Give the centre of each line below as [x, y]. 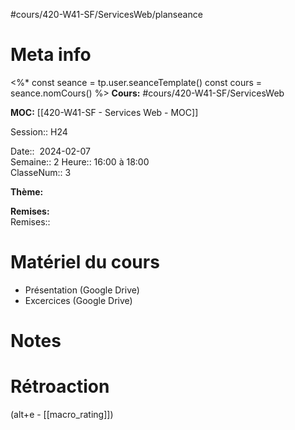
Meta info [51, 55]
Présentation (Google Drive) [82, 290]
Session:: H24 [39, 131]
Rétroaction [60, 386]
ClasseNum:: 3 [41, 172]
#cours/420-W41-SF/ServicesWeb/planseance [106, 14]
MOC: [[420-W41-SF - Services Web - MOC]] [104, 112]
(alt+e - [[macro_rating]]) [62, 414]
